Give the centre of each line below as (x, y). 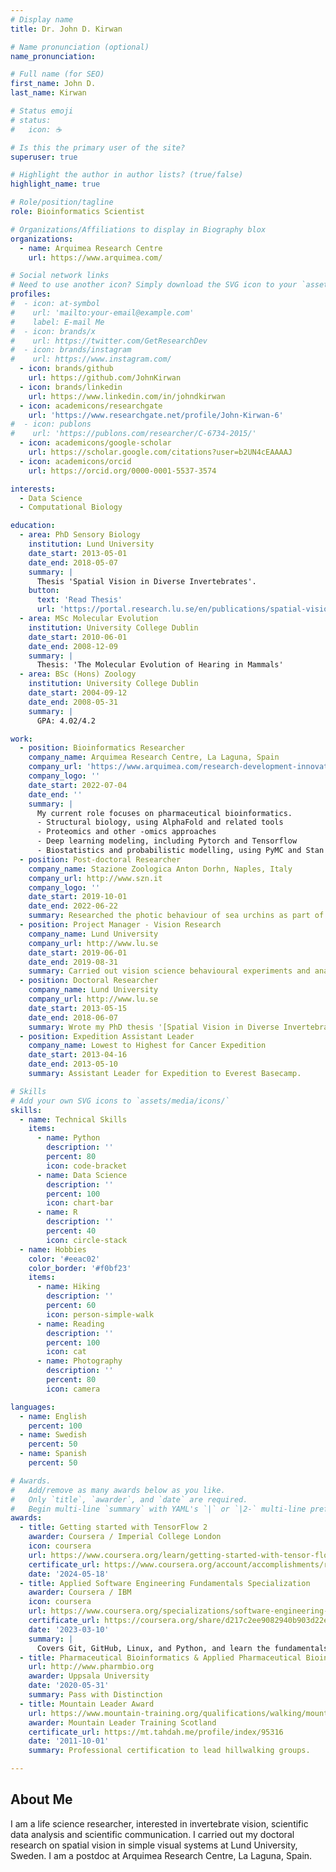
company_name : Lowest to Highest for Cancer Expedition (147, 1046)
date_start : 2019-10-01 (78, 897)
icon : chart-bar (80, 1203)
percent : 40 (71, 1231)
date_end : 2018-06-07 (73, 1017)
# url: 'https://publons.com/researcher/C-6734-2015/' (133, 434)
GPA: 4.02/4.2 (66, 721)
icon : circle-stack (87, 1240)
